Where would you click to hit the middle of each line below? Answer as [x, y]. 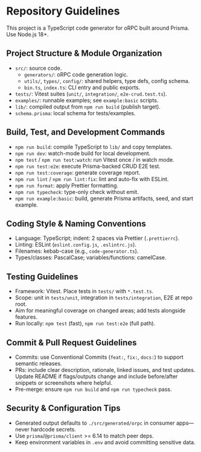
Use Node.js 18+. [27, 34]
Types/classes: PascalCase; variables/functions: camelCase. [91, 258]
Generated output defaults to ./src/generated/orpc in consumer [95, 423]
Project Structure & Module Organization [84, 54]
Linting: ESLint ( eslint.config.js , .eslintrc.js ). [76, 245]
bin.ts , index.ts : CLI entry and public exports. [82, 87]
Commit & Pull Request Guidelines [72, 343]
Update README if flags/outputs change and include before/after [96, 376]
